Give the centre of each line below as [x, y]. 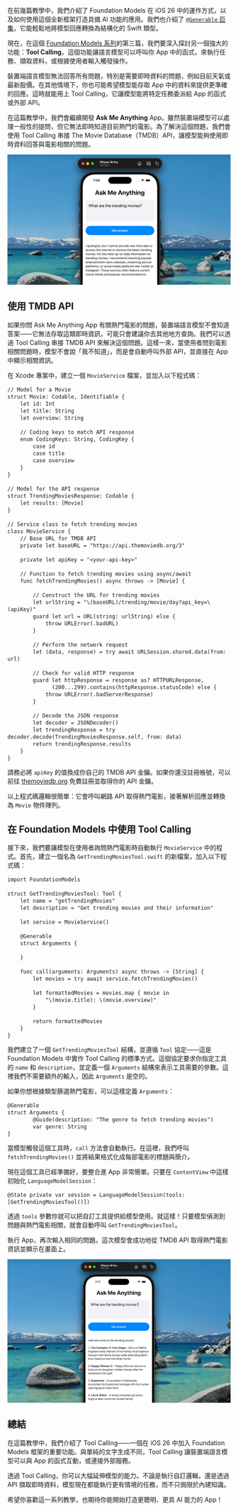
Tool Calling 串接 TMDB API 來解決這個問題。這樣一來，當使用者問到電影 [121, 342]
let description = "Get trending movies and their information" [117, 908]
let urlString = [57, 602]
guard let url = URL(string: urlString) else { [104, 616]
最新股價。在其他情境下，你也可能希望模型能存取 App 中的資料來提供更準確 [118, 85]
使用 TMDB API [41, 307]
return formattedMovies [68, 1022]
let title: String [47, 411]
